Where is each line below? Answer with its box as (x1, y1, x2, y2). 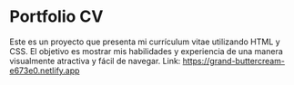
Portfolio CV (9, 6, 104, 27)
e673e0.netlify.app (9, 65, 80, 76)
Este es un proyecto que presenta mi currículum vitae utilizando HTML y (9, 36, 280, 47)
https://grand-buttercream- (182, 55, 285, 66)
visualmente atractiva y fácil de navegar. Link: (9, 55, 181, 66)
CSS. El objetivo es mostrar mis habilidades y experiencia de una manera (9, 45, 284, 56)
